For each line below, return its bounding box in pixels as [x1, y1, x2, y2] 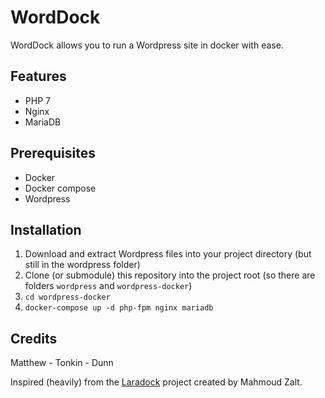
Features [10, 68, 67, 85]
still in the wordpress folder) [24, 259, 141, 271]
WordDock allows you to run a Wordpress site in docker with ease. [10, 39, 284, 51]
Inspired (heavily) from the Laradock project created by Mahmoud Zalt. [10, 376, 303, 388]
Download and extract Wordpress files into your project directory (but [24, 248, 312, 260]
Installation [10, 221, 82, 238]
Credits [10, 330, 58, 347]
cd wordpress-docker [24, 292, 111, 303]
